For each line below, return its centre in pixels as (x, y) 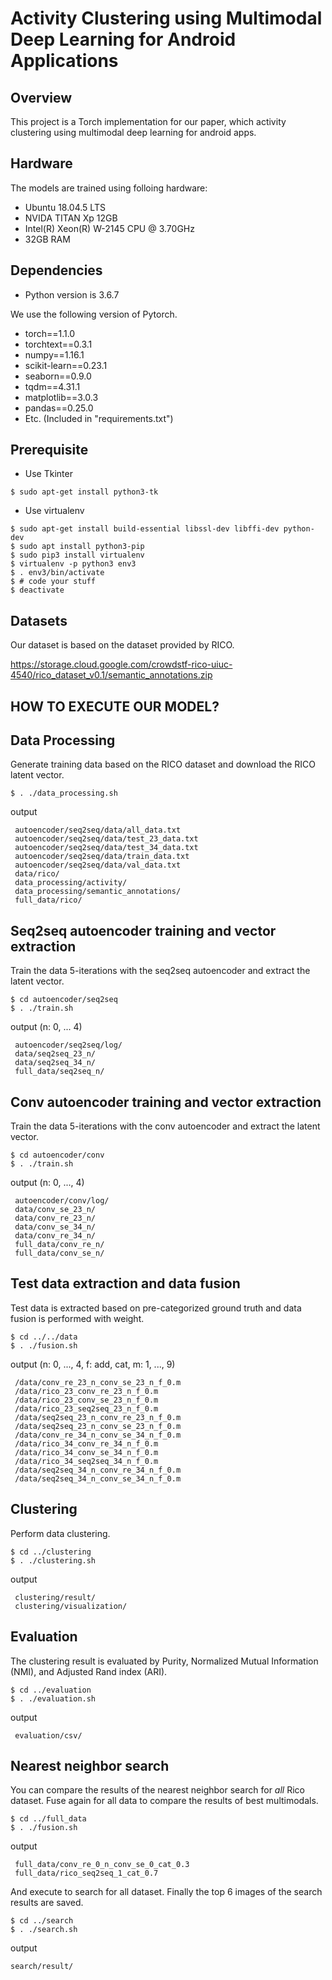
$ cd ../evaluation (51, 1690)
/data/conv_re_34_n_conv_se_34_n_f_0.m (98, 1435)
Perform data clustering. (60, 1533)
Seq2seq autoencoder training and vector (143, 930)
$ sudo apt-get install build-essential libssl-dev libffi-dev (145, 529)
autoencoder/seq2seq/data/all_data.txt (98, 830)
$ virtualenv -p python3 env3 (73, 564)
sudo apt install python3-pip (82, 547)
